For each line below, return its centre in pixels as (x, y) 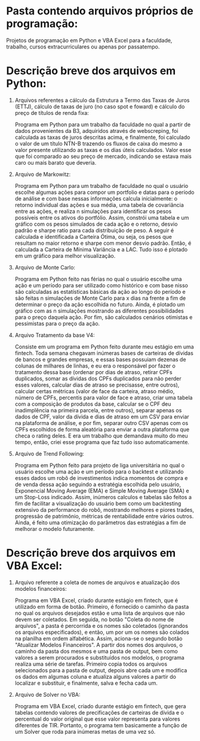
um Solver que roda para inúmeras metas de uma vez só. (85, 731)
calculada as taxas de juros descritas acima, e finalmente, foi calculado (102, 137)
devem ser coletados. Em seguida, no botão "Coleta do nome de (94, 619)
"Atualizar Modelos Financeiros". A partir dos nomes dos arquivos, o (99, 645)
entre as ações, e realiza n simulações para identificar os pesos (93, 211)
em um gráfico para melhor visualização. (65, 256)
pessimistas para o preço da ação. (57, 323)
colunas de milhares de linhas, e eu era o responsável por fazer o (95, 366)
